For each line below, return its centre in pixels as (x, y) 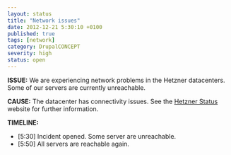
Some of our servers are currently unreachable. (77, 87)
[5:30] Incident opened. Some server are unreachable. (97, 136)
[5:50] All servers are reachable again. (73, 144)
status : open (26, 60)
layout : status (30, 14)
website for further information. (53, 109)
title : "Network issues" (44, 21)
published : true (31, 34)
